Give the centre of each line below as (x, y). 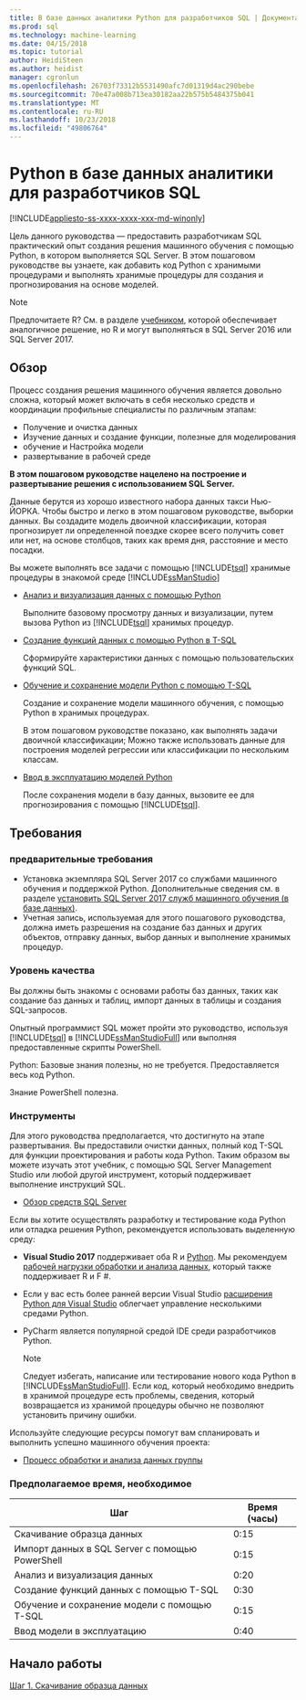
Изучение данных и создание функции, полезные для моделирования (159, 437)
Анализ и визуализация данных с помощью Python (122, 595)
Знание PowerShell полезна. (64, 1092)
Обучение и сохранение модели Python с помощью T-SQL (137, 685)
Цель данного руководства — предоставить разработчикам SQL (136, 236)
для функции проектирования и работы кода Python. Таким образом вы (150, 1156)
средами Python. (56, 1314)
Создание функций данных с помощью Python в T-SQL (129, 639)
